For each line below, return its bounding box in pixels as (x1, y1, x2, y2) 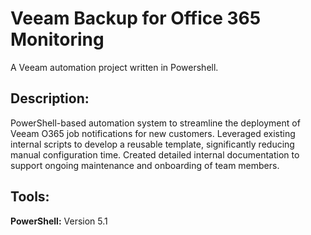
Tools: (10, 188, 50, 206)
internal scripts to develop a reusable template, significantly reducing (10, 138, 295, 150)
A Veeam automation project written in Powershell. (10, 61, 219, 73)
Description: (10, 90, 90, 107)
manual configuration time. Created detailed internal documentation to (10, 148, 300, 161)
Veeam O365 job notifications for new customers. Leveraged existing (10, 127, 296, 139)
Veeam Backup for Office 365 (10, 7, 262, 30)
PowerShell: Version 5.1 (10, 215, 108, 227)
